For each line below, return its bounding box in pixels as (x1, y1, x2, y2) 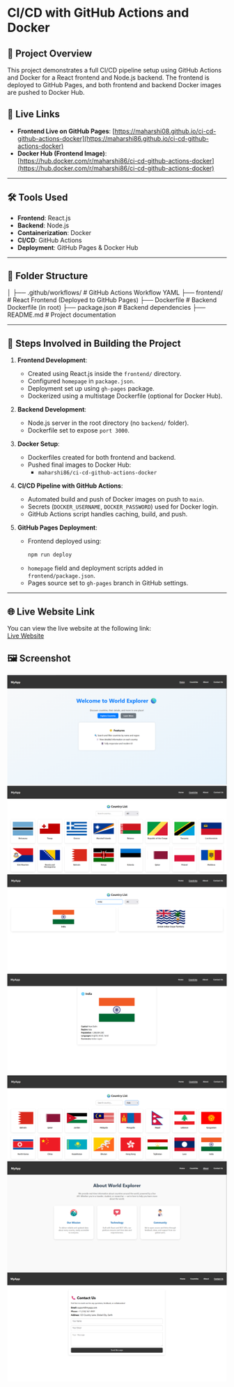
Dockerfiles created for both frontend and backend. (27, 453, 176, 462)
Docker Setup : (17, 440, 61, 448)
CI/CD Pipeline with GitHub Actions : (17, 481, 123, 490)
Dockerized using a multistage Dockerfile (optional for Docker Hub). (27, 392, 223, 400)
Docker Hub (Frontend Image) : (17, 149, 107, 158)
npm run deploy (27, 551, 72, 559)
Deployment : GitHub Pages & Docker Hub (17, 243, 139, 252)
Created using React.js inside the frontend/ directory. (27, 370, 182, 378)
